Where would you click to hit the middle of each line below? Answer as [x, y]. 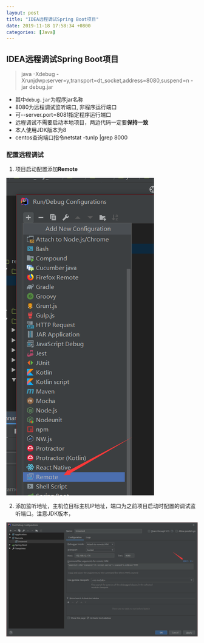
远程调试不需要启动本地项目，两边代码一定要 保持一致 [82, 122]
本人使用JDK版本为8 [41, 130]
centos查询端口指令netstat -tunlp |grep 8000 [71, 137]
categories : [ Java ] [31, 32]
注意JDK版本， [55, 513]
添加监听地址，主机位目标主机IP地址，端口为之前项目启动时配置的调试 [103, 506]
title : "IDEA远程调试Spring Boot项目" [53, 19]
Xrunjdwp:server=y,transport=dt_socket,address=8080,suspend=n [105, 81]
